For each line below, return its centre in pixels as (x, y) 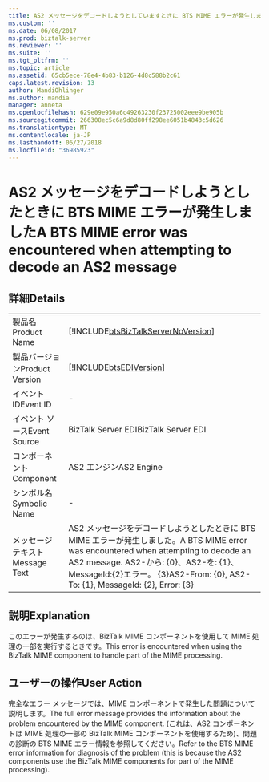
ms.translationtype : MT (48, 128)
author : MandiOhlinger (46, 90)
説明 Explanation (49, 616)
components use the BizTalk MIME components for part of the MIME (121, 761)
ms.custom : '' (32, 23)
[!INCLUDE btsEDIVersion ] (116, 367)
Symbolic (30, 504)
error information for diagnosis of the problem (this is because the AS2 (125, 752)
